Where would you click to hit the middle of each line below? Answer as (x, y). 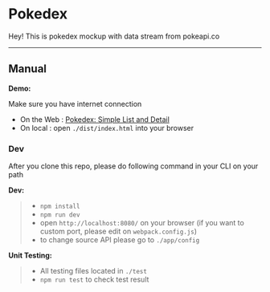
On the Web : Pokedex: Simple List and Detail (95, 119)
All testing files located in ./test (93, 271)
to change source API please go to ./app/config (120, 240)
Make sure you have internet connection (75, 103)
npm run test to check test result (94, 280)
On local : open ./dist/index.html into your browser (107, 128)
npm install (60, 207)
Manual (27, 69)
